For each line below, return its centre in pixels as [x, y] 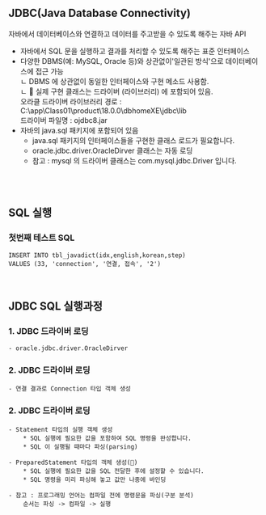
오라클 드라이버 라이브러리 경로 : [71, 101]
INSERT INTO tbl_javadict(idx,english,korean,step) [97, 255]
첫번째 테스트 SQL [42, 238]
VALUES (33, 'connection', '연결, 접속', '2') [85, 264]
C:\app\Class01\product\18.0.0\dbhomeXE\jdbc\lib [103, 110]
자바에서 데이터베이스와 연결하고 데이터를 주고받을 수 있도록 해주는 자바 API [127, 34]
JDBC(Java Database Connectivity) [100, 13]
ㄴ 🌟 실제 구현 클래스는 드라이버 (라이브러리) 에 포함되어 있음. [116, 91]
